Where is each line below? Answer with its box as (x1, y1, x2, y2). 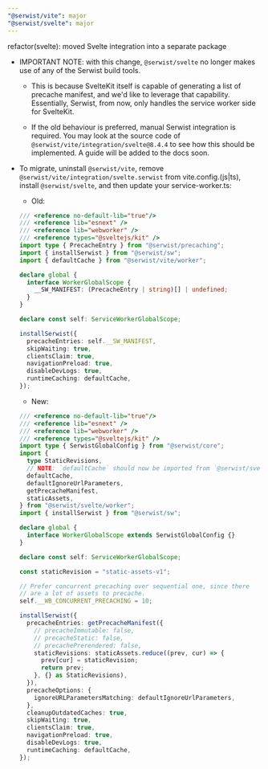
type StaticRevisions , (26, 457, 103, 465)
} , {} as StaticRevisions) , (34, 672, 128, 680)
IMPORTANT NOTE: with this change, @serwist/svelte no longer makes (18, 57, 256, 67)
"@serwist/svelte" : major (7, 19, 94, 27)
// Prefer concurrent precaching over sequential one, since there (18, 582, 250, 591)
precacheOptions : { (26, 686, 91, 694)
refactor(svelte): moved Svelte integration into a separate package (7, 41, 227, 51)
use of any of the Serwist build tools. (18, 65, 141, 75)
